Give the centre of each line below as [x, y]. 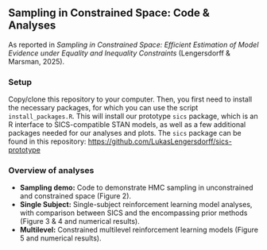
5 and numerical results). [60, 238]
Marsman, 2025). [37, 61]
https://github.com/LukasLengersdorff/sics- [160, 141]
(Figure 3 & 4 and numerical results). [80, 221]
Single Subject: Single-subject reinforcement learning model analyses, [136, 205]
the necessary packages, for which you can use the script [103, 108]
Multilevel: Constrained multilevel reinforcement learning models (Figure [139, 230]
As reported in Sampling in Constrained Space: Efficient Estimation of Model [133, 44]
